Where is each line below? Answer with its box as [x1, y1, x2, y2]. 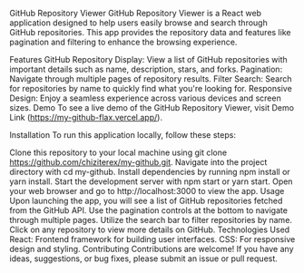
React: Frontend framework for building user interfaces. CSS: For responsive [9, 234, 296, 244]
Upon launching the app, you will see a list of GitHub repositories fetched [9, 195, 283, 206]
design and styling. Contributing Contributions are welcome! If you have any [9, 244, 294, 254]
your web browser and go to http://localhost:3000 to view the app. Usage [9, 186, 285, 196]
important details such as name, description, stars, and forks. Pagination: [9, 63, 283, 74]
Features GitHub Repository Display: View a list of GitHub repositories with [9, 54, 288, 64]
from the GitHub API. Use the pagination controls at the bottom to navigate [9, 205, 289, 216]
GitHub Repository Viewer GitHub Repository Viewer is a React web [9, 8, 261, 18]
